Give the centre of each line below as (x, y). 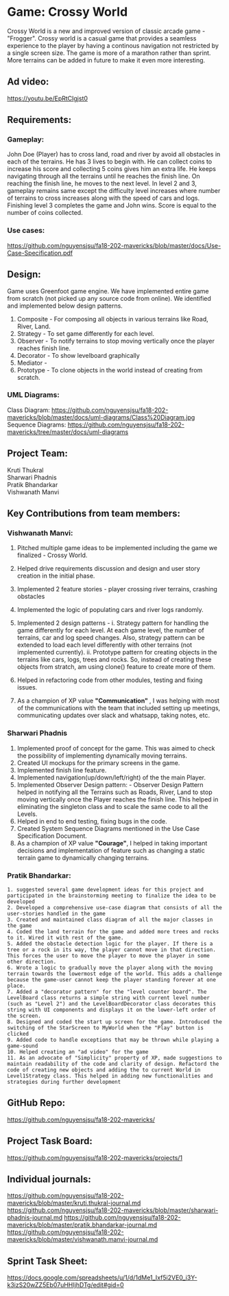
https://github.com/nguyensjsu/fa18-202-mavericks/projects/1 (95, 1157)
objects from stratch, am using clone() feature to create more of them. (116, 667)
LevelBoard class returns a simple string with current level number (109, 998)
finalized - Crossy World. (52, 555)
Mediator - (32, 363)
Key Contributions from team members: (94, 513)
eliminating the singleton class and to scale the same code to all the (112, 806)
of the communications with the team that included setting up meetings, (119, 708)
